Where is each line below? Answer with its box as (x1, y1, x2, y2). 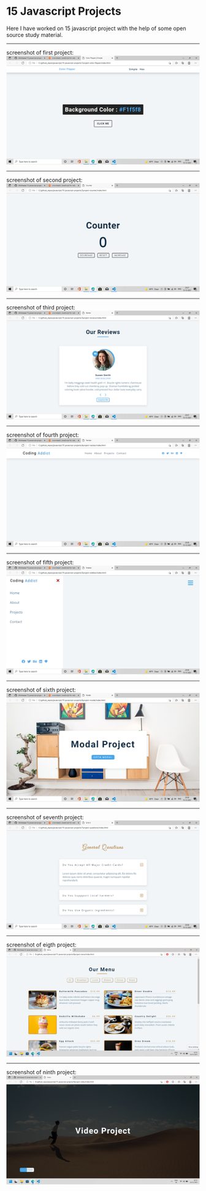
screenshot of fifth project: (6, 558, 74, 566)
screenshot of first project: (6, 49, 74, 56)
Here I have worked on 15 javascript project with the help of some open (6, 25, 186, 32)
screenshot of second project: (6, 176, 83, 184)
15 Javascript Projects (6, 4, 121, 18)
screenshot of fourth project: (6, 431, 80, 439)
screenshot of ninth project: (6, 1069, 77, 1076)
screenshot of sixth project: (6, 686, 76, 693)
